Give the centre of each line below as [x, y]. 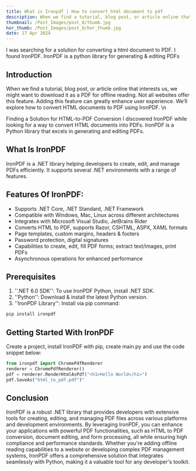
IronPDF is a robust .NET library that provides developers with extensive [92, 412]
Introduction [29, 75]
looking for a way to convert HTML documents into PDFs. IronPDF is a [90, 125]
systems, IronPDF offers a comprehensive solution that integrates [85, 456]
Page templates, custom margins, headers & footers [77, 233]
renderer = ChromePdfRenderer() [45, 369]
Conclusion [27, 398]
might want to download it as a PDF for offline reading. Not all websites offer [98, 95]
